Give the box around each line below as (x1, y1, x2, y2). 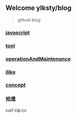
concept (5, 82, 26, 89)
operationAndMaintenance (5, 55, 71, 62)
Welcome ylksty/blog (5, 4, 72, 12)
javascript (5, 29, 30, 36)
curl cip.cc (5, 107, 27, 113)
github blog (17, 17, 41, 23)
